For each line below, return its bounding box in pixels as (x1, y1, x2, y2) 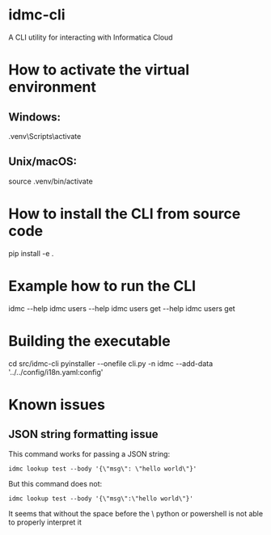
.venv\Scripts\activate (8, 131, 82, 141)
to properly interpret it (8, 517, 83, 527)
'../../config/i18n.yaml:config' (8, 367, 104, 377)
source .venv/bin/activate (8, 176, 93, 186)
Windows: (8, 110, 61, 124)
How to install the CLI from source (8, 204, 241, 223)
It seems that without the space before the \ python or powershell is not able (8, 508, 264, 518)
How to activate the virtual (8, 61, 190, 79)
